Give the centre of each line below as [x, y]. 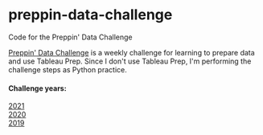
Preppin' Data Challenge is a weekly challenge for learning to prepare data [131, 52]
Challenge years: [37, 88]
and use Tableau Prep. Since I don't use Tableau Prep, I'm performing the [130, 61]
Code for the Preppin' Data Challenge [70, 37]
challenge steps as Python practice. [68, 69]
